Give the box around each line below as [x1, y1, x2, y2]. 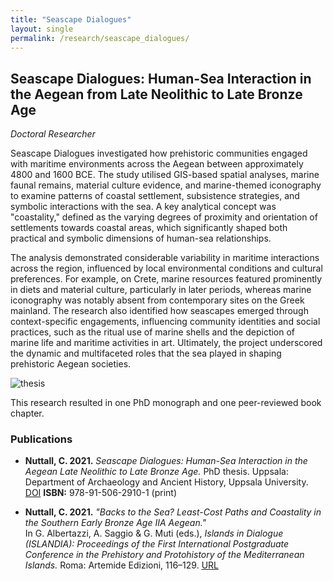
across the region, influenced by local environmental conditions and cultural [10, 262, 323, 275]
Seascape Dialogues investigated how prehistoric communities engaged [10, 147, 308, 160]
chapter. [10, 407, 45, 420]
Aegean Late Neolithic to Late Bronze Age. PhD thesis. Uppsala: [24, 466, 289, 478]
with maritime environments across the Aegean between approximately [10, 158, 304, 170]
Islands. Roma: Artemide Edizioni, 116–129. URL [24, 559, 219, 571]
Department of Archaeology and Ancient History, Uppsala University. [24, 476, 309, 488]
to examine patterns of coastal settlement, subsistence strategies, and [10, 190, 300, 202]
